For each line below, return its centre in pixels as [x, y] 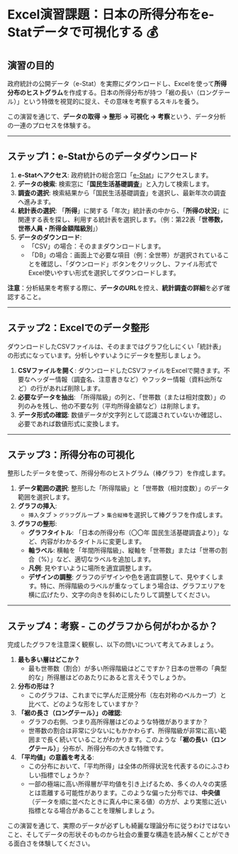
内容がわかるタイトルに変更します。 [93, 541]
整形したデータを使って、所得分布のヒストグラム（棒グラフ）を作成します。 [118, 473]
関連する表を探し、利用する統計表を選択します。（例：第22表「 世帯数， [122, 219]
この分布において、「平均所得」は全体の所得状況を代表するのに [119, 766]
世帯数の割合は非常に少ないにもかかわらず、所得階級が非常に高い [124, 731]
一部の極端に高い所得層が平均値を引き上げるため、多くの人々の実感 [127, 784]
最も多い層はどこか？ [49, 660]
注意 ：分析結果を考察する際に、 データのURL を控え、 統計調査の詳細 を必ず [116, 288]
